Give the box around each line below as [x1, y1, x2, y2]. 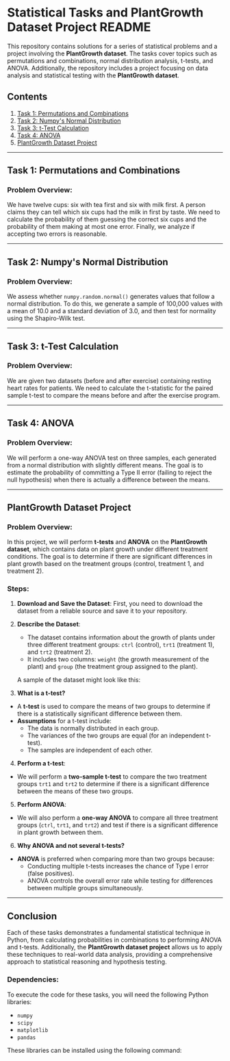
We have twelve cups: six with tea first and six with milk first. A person [7, 201, 206, 209]
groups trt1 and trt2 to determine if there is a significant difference [16, 780, 210, 788]
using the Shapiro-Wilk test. [7, 314, 86, 323]
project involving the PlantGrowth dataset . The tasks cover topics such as [7, 49, 218, 58]
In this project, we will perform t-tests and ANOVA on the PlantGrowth [7, 538, 207, 546]
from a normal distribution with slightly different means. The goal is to [7, 461, 203, 469]
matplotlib [16, 1027, 49, 1034]
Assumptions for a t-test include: [16, 717, 112, 725]
